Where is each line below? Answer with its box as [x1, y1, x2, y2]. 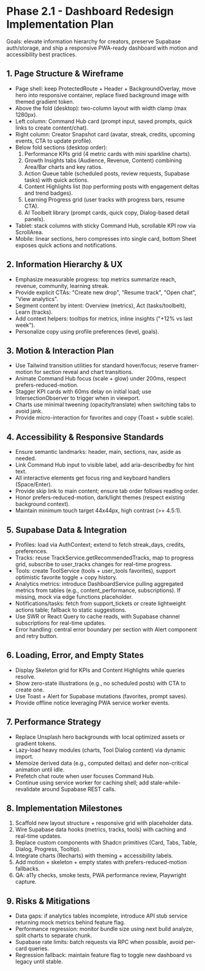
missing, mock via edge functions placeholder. [15, 593, 133, 600]
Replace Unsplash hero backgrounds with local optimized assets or [15, 733, 185, 741]
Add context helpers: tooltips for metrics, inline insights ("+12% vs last [15, 314, 193, 322]
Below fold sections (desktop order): [15, 143, 108, 151]
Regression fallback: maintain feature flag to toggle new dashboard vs [15, 951, 192, 959]
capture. [15, 878, 37, 886]
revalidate [15, 785, 41, 793]
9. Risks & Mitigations [6, 895, 91, 907]
